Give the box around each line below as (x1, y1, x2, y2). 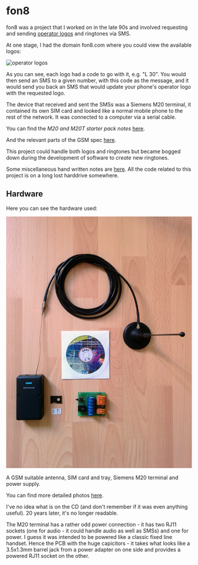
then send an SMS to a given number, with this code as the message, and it (6, 77, 189, 84)
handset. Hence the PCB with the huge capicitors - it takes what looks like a (6, 540, 190, 547)
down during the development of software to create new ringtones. (6, 154, 169, 161)
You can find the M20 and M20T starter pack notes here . (6, 125, 146, 132)
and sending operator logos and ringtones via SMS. (6, 30, 131, 37)
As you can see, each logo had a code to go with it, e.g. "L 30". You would (6, 70, 186, 77)
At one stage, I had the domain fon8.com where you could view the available (6, 41, 192, 48)
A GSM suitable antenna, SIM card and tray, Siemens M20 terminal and (6, 474, 179, 481)
